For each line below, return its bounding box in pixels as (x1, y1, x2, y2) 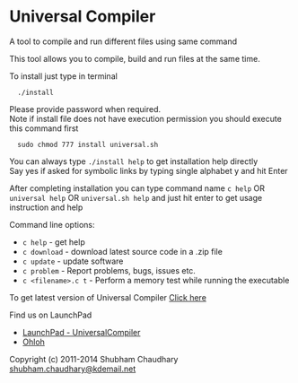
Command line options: (9, 219, 95, 230)
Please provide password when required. (9, 103, 162, 114)
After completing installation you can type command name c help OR (9, 182, 265, 194)
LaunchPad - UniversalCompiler (22, 326, 141, 337)
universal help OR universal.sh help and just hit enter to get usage (9, 192, 263, 203)
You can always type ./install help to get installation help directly (9, 155, 259, 167)
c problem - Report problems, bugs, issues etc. (22, 265, 196, 275)
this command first (9, 123, 79, 134)
